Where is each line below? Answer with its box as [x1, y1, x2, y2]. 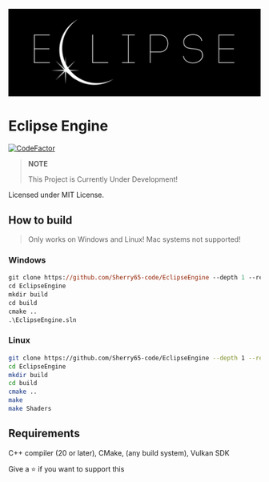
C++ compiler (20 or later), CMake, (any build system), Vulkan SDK [8, 448, 230, 457]
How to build [8, 213, 73, 227]
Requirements [8, 427, 80, 440]
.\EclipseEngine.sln [8, 315, 78, 324]
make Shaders [8, 405, 52, 413]
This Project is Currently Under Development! [27, 175, 179, 184]
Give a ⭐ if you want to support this [8, 464, 125, 473]
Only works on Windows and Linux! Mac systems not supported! [27, 234, 242, 244]
